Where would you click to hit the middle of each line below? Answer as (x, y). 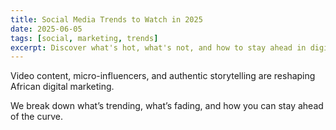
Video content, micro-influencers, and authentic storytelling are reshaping (163, 76)
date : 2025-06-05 (46, 29)
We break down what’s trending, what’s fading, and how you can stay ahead (167, 106)
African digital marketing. (62, 87)
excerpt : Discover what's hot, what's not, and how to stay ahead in (158, 47)
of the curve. (37, 117)
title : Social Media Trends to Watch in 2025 (106, 19)
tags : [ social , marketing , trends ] (84, 38)
